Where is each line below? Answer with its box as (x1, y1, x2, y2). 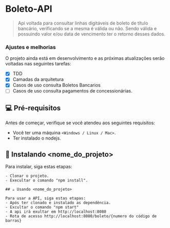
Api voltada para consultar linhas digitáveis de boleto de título (17, 20, 148, 26)
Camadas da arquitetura (12, 76, 64, 82)
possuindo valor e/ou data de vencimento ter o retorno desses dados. (17, 31, 165, 37)
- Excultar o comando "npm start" (5, 205, 79, 210)
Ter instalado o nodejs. (12, 135, 61, 141)
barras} (5, 218, 22, 223)
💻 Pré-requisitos (5, 103, 61, 112)
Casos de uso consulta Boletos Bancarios (12, 82, 101, 88)
